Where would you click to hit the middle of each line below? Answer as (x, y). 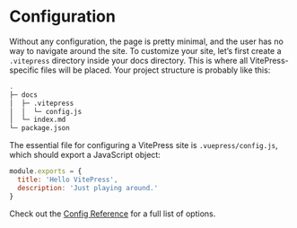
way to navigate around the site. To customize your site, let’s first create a (145, 50)
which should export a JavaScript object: (85, 155)
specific (24, 70)
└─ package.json (39, 128)
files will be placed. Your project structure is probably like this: (156, 70)
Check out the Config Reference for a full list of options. (113, 214)
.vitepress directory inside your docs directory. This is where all (129, 60)
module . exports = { (46, 171)
